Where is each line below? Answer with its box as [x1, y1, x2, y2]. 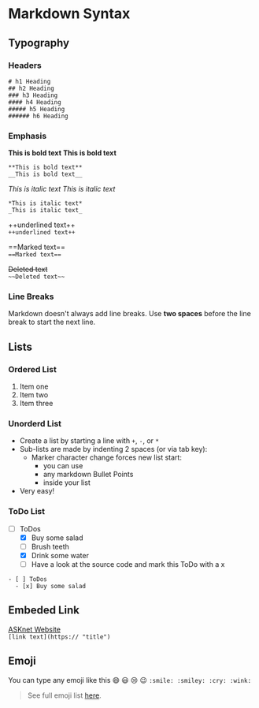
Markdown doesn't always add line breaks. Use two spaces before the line [8, 309, 252, 319]
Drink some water [31, 550, 89, 560]
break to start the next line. [8, 317, 96, 327]
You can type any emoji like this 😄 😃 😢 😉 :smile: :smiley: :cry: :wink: [8, 675, 252, 684]
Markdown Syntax [8, 5, 131, 23]
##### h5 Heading [8, 105, 65, 113]
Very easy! [19, 486, 55, 496]
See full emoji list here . [27, 691, 102, 700]
